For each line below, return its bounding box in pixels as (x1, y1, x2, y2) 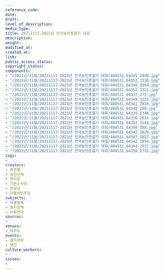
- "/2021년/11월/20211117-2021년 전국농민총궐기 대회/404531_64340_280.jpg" (5, 106, 158, 111)
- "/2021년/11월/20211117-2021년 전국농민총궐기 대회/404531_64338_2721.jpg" (5, 149, 160, 154)
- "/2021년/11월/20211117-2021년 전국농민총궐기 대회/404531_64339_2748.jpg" (5, 111, 160, 116)
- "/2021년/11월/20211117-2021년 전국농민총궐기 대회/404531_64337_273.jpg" (5, 92, 158, 97)
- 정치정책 (5, 205, 24, 210)
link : (5, 54, 17, 60)
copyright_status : (5, 64, 44, 69)
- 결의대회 (5, 238, 24, 243)
